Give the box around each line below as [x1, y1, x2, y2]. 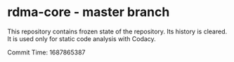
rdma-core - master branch [7, 4, 170, 20]
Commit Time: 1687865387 [7, 48, 86, 56]
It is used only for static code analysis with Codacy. [7, 34, 156, 42]
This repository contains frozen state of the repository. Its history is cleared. [7, 27, 227, 36]
